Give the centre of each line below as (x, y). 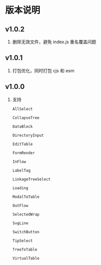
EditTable (23, 144)
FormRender (24, 153)
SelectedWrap (26, 214)
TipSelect (23, 241)
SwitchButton (26, 232)
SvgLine (20, 223)
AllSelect (23, 109)
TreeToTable (25, 249)
